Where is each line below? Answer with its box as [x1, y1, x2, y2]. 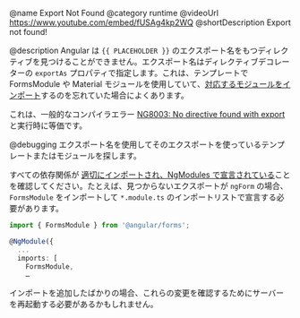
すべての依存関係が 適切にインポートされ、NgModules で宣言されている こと [9, 169, 291, 180]
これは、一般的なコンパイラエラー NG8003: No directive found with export [9, 109, 285, 119]
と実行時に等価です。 [9, 120, 88, 131]
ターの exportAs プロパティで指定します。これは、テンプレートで [9, 67, 249, 78]
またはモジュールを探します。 [32, 150, 141, 160]
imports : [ [17, 254, 58, 262]
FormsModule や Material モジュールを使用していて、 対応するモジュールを [9, 79, 284, 89]
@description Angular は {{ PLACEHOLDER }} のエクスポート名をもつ [9, 45, 258, 56]
